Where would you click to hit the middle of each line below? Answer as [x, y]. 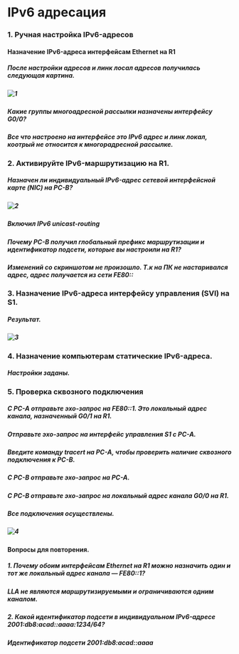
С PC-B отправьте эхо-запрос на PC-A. [69, 477]
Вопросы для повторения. [48, 549]
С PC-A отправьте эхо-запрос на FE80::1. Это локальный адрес [107, 409]
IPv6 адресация [57, 12]
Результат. [24, 319]
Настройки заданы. [38, 373]
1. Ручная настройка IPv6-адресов [70, 35]
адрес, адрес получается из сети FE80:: [70, 274]
